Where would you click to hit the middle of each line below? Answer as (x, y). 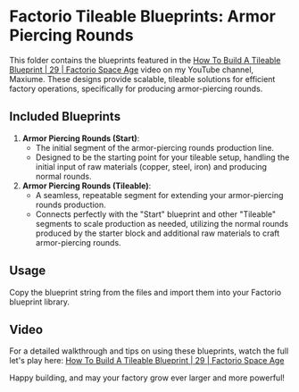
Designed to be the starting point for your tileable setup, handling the (162, 157)
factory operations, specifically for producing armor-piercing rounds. (136, 88)
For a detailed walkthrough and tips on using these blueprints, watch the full (149, 351)
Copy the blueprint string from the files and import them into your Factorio (145, 292)
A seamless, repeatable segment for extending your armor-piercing (159, 195)
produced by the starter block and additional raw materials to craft (158, 233)
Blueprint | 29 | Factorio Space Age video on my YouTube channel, (132, 70)
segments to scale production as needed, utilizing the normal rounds (162, 223)
